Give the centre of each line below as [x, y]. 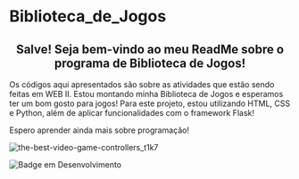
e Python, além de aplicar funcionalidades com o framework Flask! [132, 113]
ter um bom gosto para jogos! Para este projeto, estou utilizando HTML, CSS [150, 103]
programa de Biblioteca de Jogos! [150, 63]
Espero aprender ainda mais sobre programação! [100, 130]
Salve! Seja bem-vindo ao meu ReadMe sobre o [150, 49]
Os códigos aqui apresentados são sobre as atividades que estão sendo [142, 85]
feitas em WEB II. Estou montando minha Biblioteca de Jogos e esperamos [146, 94]
